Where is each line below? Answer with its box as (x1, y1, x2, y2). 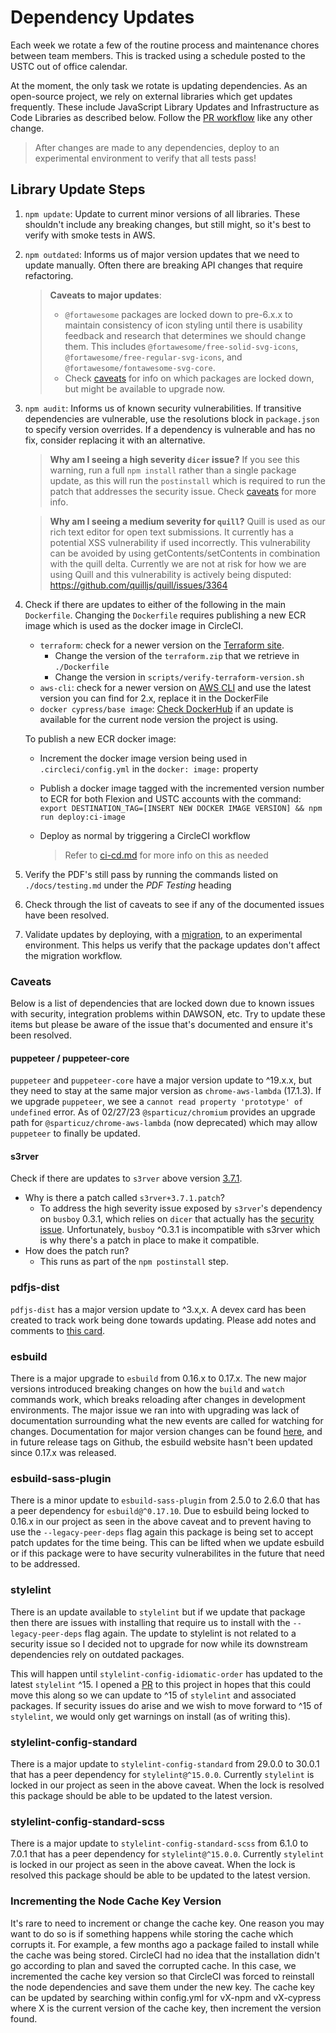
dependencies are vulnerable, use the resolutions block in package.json (24, 412, 320, 425)
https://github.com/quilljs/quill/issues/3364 (49, 579, 228, 591)
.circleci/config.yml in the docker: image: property (39, 762, 259, 775)
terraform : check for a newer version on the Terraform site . (39, 639, 285, 651)
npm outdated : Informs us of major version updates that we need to (24, 248, 300, 260)
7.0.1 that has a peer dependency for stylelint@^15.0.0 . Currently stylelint (10, 1848, 325, 1860)
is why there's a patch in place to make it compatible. (39, 1234, 260, 1246)
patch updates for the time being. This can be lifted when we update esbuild (10, 1537, 325, 1549)
